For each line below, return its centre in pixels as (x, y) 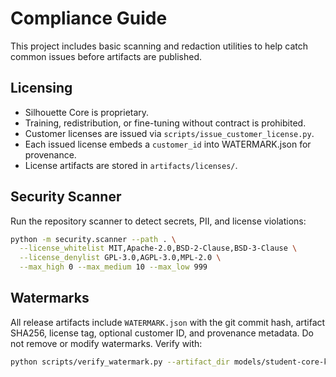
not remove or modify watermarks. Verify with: (106, 343)
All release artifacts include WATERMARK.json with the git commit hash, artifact (168, 322)
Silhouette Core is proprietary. (87, 112)
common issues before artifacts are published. (106, 56)
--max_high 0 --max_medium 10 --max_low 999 (113, 267)
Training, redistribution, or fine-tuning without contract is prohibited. (165, 123)
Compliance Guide (89, 18)
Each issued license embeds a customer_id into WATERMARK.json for (168, 144)
